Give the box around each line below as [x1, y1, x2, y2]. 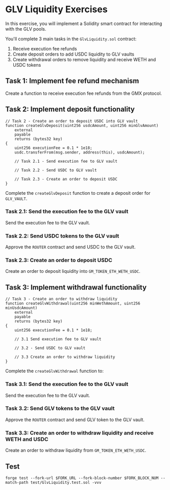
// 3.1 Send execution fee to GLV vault [14, 337, 102, 342]
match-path [5, 480, 29, 485]
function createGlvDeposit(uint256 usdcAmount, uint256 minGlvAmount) [5, 123, 159, 128]
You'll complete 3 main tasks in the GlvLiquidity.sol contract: [5, 36, 137, 42]
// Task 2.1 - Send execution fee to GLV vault [14, 159, 117, 164]
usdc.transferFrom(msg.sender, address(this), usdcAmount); [14, 149, 145, 155]
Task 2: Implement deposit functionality [5, 105, 135, 114]
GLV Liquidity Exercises [5, 4, 108, 15]
